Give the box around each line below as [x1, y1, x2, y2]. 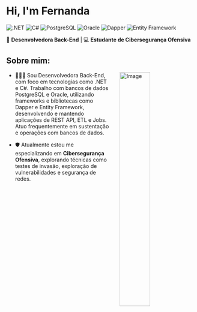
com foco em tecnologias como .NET [14, 78, 107, 85]
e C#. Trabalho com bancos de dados [14, 84, 109, 91]
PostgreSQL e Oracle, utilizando [14, 91, 94, 98]
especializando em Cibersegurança [14, 149, 105, 157]
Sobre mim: [6, 56, 50, 66]
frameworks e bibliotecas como [14, 97, 94, 104]
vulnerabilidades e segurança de [14, 169, 96, 176]
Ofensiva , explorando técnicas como [14, 156, 107, 163]
